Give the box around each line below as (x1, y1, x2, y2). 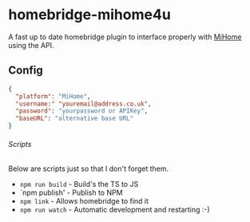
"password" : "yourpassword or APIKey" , (15, 107, 149, 115)
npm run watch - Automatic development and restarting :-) (19, 205, 210, 215)
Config (8, 64, 43, 77)
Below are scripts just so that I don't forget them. (8, 164, 169, 173)
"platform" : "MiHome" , (15, 92, 91, 101)
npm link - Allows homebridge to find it (19, 196, 149, 206)
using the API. (8, 40, 54, 50)
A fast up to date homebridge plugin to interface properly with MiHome (8, 32, 242, 42)
